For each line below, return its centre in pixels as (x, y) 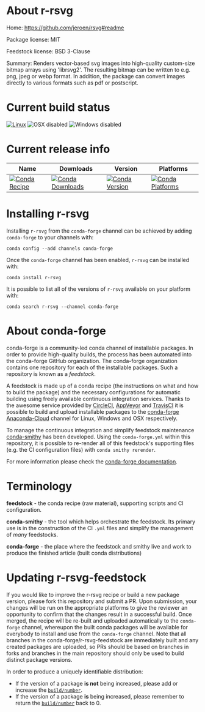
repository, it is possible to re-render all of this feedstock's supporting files (100, 443)
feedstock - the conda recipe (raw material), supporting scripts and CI (95, 503)
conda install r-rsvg (34, 277)
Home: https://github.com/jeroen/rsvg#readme (65, 28)
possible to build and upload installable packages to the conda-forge (93, 411)
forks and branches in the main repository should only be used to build (95, 653)
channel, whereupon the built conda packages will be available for (104, 627)
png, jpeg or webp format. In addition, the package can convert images (96, 76)
